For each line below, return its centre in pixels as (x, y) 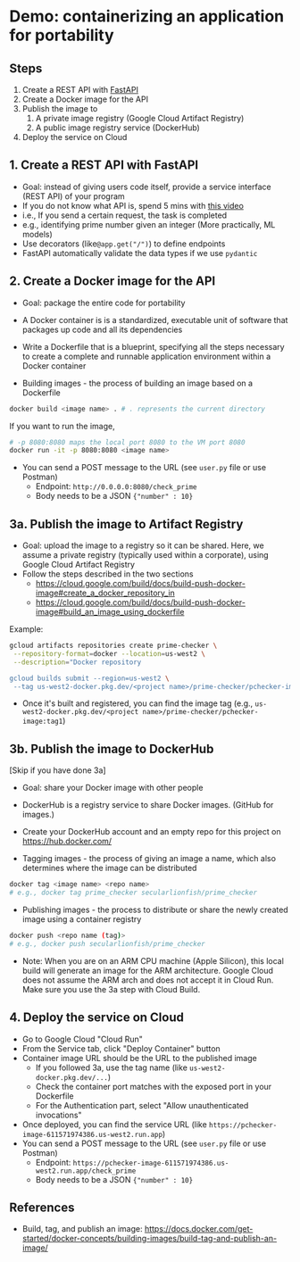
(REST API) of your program (73, 196)
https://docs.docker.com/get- (199, 1229)
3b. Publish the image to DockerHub (112, 748)
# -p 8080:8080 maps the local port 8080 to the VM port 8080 (127, 442)
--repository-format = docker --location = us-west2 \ (109, 653)
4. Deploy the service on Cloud (97, 1018)
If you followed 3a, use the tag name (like (111, 1067)
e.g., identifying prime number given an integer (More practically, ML (149, 224)
